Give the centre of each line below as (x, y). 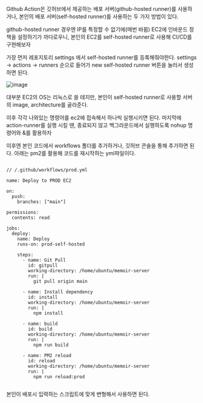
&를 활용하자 (37, 133)
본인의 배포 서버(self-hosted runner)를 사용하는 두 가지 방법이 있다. (99, 16)
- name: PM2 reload (47, 356)
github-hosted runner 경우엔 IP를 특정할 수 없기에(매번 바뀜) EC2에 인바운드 (97, 29)
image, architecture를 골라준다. (50, 105)
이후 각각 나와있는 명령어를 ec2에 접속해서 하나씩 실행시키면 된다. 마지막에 (94, 118)
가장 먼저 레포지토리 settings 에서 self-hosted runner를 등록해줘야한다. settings (101, 57)
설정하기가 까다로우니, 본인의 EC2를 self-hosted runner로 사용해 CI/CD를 (105, 37)
